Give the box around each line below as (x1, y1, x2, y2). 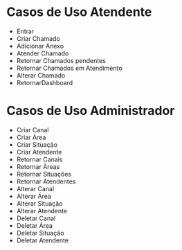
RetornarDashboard (16, 78, 73, 87)
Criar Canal (16, 125, 49, 134)
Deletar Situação (16, 229, 64, 237)
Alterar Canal (16, 184, 55, 193)
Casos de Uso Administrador (6, 103, 175, 118)
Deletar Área (16, 221, 53, 229)
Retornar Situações (16, 170, 72, 178)
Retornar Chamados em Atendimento (16, 64, 122, 72)
